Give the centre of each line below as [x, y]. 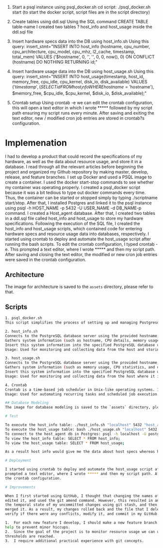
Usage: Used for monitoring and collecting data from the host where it [80, 376]
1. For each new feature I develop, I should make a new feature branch [81, 523]
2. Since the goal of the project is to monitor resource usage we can [80, 531]
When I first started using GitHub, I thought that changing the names [79, 496]
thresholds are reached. [30, 536]
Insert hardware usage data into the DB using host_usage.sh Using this [83, 71]
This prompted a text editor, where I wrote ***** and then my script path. [83, 249]
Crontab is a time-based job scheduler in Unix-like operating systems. [80, 390]
